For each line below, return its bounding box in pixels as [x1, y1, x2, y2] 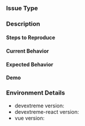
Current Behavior [6, 48, 49, 55]
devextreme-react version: [14, 108, 79, 115]
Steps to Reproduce [6, 34, 56, 41]
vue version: [14, 114, 45, 121]
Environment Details [6, 89, 66, 97]
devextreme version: [14, 102, 64, 109]
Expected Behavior [6, 61, 54, 68]
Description [6, 19, 40, 27]
